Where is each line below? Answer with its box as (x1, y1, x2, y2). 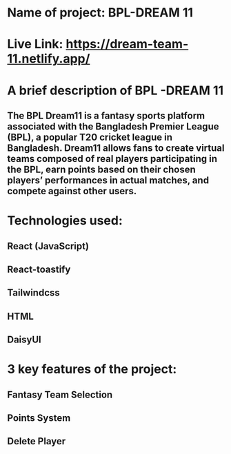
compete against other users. (7, 185, 137, 197)
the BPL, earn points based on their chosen (7, 163, 197, 175)
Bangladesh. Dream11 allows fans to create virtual (7, 142, 225, 154)
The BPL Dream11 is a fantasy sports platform (7, 110, 205, 121)
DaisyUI (7, 334, 41, 346)
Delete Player (7, 435, 66, 447)
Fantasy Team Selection (7, 389, 113, 400)
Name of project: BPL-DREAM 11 (7, 5, 194, 21)
